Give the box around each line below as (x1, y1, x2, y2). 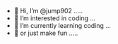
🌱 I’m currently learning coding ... (13, 22, 112, 29)
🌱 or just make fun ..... (13, 29, 78, 37)
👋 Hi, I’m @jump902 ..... (13, 7, 83, 15)
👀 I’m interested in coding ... (13, 14, 96, 22)
